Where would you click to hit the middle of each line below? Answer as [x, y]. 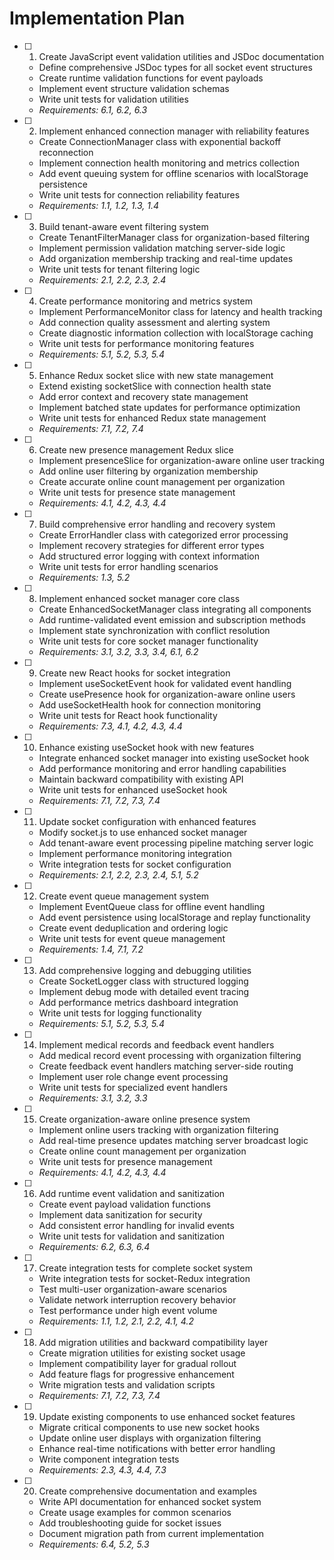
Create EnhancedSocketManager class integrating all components [175, 609]
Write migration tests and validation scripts [127, 1384]
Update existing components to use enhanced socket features [167, 1416]
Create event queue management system [124, 896]
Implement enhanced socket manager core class [139, 598]
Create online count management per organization [142, 1151]
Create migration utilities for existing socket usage [142, 1353]
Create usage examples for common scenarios [135, 1512]
